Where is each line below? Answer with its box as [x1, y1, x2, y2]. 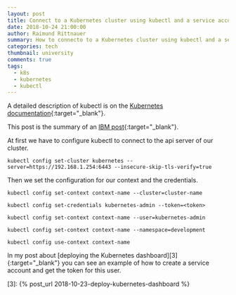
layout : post [7, 10, 46, 18]
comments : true [7, 56, 52, 63]
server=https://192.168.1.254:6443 [7, 163, 112, 171]
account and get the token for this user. [7, 266, 122, 275]
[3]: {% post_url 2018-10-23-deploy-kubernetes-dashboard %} [7, 280, 190, 289]
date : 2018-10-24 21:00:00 [7, 23, 86, 30]
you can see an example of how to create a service [61, 258, 209, 268]
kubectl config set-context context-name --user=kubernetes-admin [7, 214, 206, 222]
